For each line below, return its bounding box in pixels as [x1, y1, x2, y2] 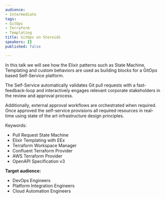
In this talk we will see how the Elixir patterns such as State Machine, [5, 62, 146, 68]
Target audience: [5, 168, 41, 174]
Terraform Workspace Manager [12, 142, 77, 149]
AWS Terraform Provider [12, 153, 63, 159]
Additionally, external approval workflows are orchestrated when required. [5, 102, 157, 108]
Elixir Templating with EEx [12, 137, 65, 143]
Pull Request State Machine [12, 132, 69, 138]
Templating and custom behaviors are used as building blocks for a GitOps [5, 67, 158, 73]
